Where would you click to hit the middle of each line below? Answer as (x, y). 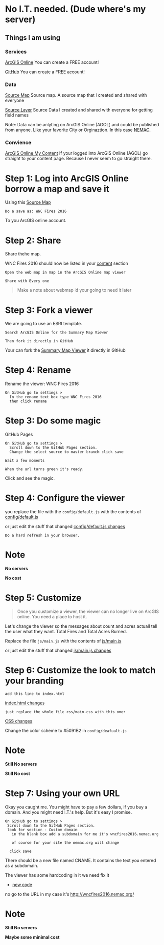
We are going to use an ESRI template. (44, 324)
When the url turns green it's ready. (45, 469)
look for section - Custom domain (42, 830)
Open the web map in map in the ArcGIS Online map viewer (65, 273)
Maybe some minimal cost (32, 937)
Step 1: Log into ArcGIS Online (67, 178)
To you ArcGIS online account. (36, 221)
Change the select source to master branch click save (67, 452)
